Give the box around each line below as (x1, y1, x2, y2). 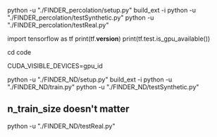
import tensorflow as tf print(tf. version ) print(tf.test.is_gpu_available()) (7, 34, 211, 43)
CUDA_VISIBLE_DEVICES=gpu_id (7, 62, 104, 70)
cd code (7, 48, 32, 56)
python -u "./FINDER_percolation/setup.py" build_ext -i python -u (7, 6, 196, 14)
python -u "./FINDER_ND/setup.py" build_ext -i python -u (7, 75, 173, 84)
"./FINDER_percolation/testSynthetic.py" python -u (7, 13, 154, 22)
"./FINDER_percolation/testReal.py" (7, 21, 109, 29)
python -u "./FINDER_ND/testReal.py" (7, 122, 116, 130)
